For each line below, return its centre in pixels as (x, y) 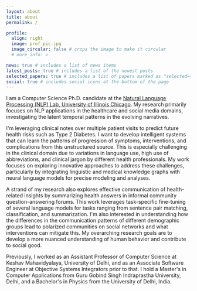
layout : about (23, 11)
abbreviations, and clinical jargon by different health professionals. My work (98, 159)
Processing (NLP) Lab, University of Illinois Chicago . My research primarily (96, 105)
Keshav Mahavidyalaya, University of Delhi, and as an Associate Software (95, 263)
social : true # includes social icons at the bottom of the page (87, 82)
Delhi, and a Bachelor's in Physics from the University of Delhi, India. (89, 282)
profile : (17, 33)
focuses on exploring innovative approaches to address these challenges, (95, 166)
